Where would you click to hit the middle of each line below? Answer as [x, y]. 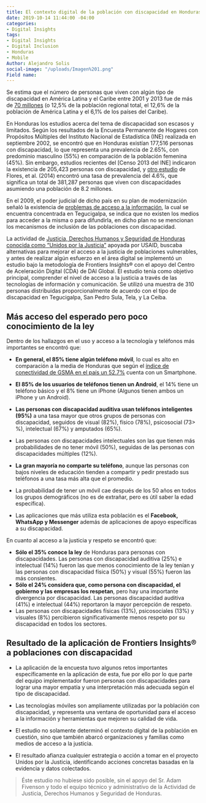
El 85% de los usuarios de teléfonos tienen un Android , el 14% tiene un [107, 385]
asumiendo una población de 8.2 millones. [60, 189]
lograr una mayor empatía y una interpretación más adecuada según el [105, 687]
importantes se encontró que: [44, 348]
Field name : [21, 75]
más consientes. [36, 578]
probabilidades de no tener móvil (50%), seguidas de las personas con [105, 447]
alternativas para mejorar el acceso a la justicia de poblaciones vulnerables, [102, 252]
